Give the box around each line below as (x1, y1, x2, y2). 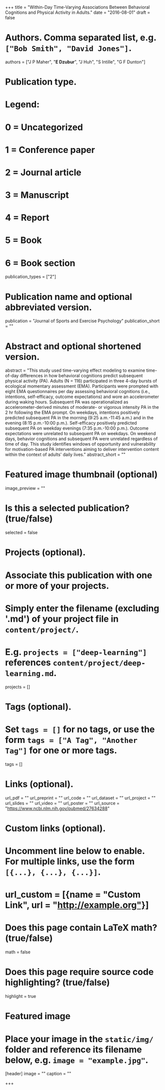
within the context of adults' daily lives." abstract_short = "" (5, 451, 126, 457)
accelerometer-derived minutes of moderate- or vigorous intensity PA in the (5, 404, 159, 410)
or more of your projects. (5, 580, 109, 591)
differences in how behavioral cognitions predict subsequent (19, 373, 143, 379)
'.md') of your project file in (5, 613, 119, 624)
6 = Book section (5, 257, 75, 269)
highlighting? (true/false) (5, 977, 110, 988)
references (5, 657, 51, 668)
